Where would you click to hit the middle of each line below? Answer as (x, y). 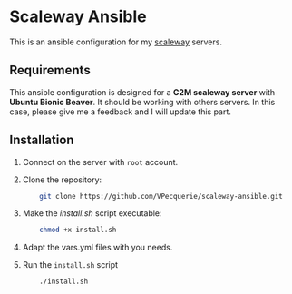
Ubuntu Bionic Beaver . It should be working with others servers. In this (142, 102)
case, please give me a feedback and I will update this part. (120, 112)
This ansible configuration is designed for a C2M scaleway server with (142, 92)
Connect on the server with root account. (100, 162)
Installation (42, 140)
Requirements (50, 70)
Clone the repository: (62, 180)
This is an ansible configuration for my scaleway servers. (116, 42)
